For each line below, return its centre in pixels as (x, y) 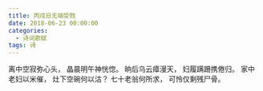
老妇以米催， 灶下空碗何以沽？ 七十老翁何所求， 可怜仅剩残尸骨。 (117, 79)
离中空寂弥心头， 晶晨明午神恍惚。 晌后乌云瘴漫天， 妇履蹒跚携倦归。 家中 (131, 69)
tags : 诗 (22, 45)
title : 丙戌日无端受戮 (42, 16)
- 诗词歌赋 (31, 38)
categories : (28, 30)
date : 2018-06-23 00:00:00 (53, 23)
